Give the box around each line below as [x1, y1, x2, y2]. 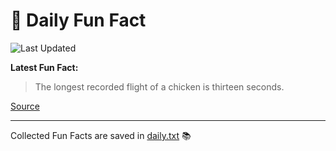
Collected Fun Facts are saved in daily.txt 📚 [10, 129, 192, 141]
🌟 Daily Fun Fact [10, 9, 147, 32]
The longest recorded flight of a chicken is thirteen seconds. [34, 80, 285, 93]
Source [10, 100, 40, 112]
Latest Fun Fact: [10, 61, 79, 73]
